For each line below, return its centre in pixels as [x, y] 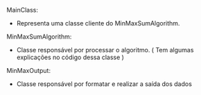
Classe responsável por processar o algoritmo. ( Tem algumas [105, 50]
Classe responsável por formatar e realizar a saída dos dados [104, 84]
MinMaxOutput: [29, 71]
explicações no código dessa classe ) [70, 57]
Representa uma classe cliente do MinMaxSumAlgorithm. [98, 23]
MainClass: [23, 10]
